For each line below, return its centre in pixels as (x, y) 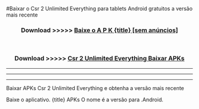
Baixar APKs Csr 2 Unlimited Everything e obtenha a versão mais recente (95, 88)
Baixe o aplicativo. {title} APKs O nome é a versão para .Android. (85, 100)
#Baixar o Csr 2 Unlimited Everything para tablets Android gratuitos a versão (99, 9)
